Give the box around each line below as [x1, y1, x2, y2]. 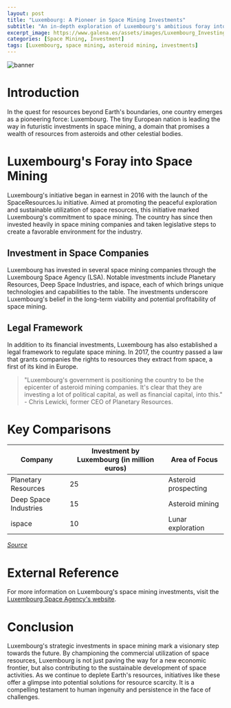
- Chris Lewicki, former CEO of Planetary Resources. [23, 397, 173, 406]
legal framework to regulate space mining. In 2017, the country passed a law [7, 348, 223, 356]
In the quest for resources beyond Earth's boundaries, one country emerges [7, 107, 223, 115]
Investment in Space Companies [7, 247, 149, 259]
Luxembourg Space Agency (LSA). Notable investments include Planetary [7, 273, 217, 281]
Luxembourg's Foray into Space [7, 154, 192, 169]
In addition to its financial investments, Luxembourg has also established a [7, 340, 218, 349]
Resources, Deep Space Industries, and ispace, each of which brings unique [7, 280, 224, 289]
